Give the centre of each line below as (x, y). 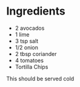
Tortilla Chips (32, 67)
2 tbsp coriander (36, 54)
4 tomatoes (29, 60)
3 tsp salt (27, 41)
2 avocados (30, 28)
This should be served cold (40, 78)
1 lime (22, 34)
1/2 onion (26, 47)
